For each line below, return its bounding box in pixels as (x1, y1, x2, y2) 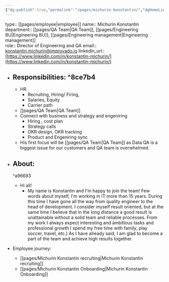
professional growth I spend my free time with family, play (27, 225, 147, 231)
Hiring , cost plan (27, 118, 63, 124)
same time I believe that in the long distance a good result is (27, 209, 152, 215)
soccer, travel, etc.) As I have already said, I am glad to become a (27, 230, 163, 236)
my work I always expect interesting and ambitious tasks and (27, 220, 154, 226)
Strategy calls (27, 123, 56, 129)
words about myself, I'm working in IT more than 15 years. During (27, 193, 162, 199)
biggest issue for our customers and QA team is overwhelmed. (20, 145, 150, 151)
